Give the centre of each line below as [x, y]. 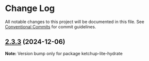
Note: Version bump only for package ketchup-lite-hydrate [64, 53]
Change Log [30, 8]
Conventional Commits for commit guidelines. [50, 26]
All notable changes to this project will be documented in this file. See [75, 22]
